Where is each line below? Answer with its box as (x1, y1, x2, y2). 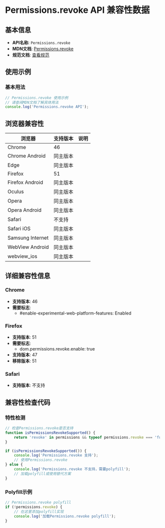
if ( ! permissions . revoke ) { (5, 504, 63, 509)
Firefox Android (7, 179, 43, 186)
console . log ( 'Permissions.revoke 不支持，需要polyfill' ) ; (14, 467, 131, 472)
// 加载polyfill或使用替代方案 (14, 471, 71, 476)
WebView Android (7, 244, 49, 250)
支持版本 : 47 (12, 352, 38, 358)
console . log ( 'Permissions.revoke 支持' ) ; (14, 453, 99, 458)
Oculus (7, 188, 24, 195)
